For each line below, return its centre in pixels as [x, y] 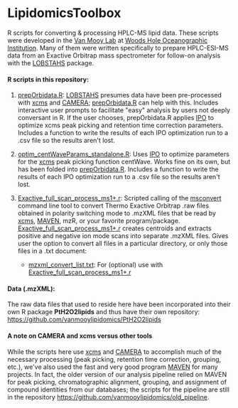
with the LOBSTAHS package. [51, 63]
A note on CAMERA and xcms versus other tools [80, 335]
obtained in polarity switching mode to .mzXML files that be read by [117, 213]
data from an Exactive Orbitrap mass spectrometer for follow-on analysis [114, 55]
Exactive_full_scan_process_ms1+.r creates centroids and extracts [114, 228]
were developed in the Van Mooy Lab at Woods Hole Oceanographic [108, 40]
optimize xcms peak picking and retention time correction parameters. [120, 125]
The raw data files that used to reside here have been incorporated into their [119, 304]
